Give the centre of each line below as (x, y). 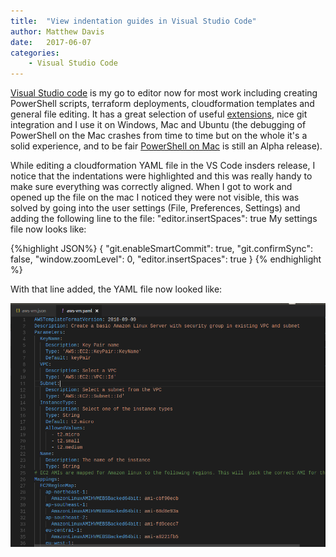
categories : (35, 53)
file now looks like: (48, 229)
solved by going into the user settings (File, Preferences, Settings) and (155, 208)
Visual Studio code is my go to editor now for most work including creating (164, 93)
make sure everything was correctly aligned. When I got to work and (151, 187)
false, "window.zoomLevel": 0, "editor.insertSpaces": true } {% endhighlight (166, 259)
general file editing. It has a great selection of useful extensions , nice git (159, 114)
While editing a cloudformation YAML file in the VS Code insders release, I (163, 166)
